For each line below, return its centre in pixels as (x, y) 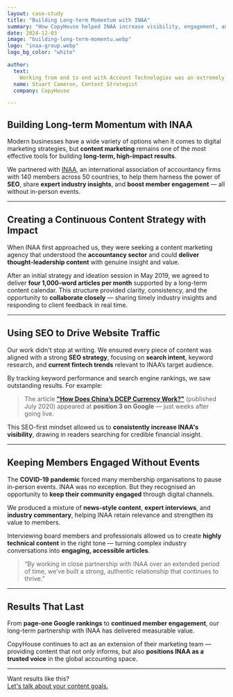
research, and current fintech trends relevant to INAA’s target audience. (110, 364)
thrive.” (34, 579)
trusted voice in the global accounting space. (72, 659)
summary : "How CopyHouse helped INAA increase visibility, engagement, (113, 26)
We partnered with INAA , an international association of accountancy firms (114, 170)
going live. (39, 414)
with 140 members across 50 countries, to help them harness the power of (114, 177)
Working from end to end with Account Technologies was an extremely (122, 78)
